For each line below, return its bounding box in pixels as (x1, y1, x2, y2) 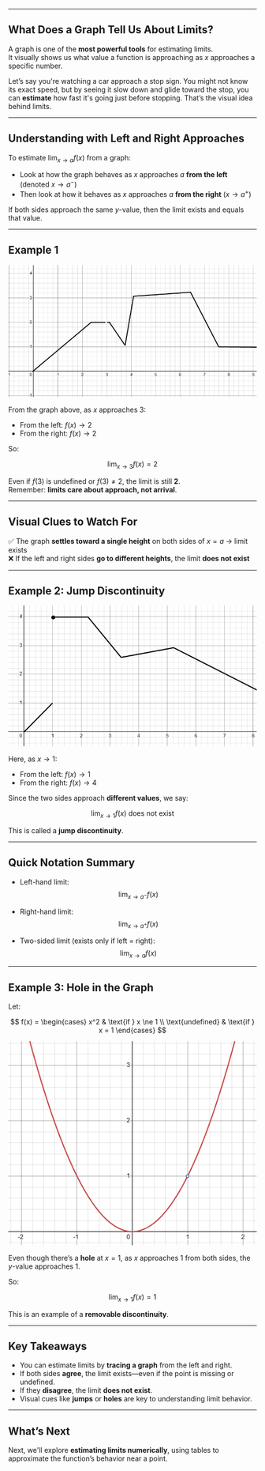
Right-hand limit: (19, 907, 73, 916)
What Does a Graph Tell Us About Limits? (8, 23, 215, 36)
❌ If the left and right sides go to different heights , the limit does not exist (8, 553, 250, 563)
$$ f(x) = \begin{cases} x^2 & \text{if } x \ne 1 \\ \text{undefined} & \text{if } (10, 1016, 255, 1026)
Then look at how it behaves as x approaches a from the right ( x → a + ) (19, 188, 252, 198)
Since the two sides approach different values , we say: (8, 794, 188, 803)
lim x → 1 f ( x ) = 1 (108, 1292, 157, 1303)
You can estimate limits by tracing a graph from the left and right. (19, 1360, 233, 1370)
